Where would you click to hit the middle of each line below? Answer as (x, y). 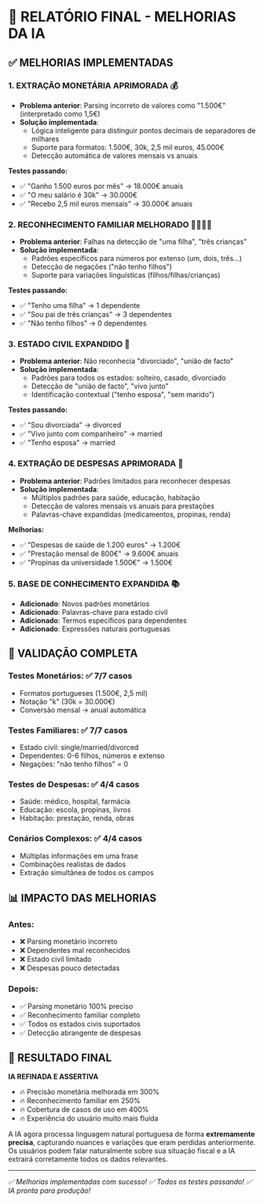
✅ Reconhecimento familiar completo (80, 1015)
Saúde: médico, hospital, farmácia (75, 801)
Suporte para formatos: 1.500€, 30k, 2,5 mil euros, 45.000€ (128, 147)
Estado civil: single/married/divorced (79, 748)
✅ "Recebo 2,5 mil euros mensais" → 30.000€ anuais (106, 204)
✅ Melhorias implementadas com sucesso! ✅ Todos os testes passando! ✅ (130, 1182)
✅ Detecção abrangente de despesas (80, 1032)
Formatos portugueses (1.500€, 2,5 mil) (83, 693)
